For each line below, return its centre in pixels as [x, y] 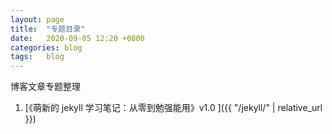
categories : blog [46, 47]
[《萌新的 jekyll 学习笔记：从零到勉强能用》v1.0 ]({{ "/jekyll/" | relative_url [173, 108]
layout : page [37, 19]
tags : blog [37, 57]
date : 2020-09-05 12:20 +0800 [77, 38]
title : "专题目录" [48, 29]
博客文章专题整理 [45, 87]
